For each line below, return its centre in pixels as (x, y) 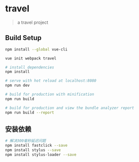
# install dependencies (30, 67)
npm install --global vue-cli (36, 49)
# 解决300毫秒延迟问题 (26, 141)
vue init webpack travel (31, 58)
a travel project (33, 22)
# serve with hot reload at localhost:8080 (51, 81)
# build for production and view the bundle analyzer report (70, 108)
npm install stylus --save (33, 150)
